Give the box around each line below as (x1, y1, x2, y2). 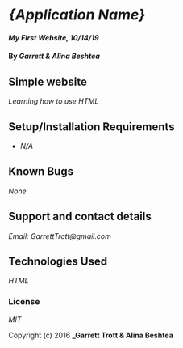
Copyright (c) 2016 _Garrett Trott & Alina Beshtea (8, 330, 173, 340)
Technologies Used (8, 255, 107, 269)
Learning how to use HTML (8, 96, 99, 106)
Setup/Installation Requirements (8, 120, 175, 134)
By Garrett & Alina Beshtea (8, 51, 101, 62)
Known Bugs (8, 164, 74, 179)
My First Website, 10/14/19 (8, 32, 99, 42)
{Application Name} (8, 6, 146, 24)
